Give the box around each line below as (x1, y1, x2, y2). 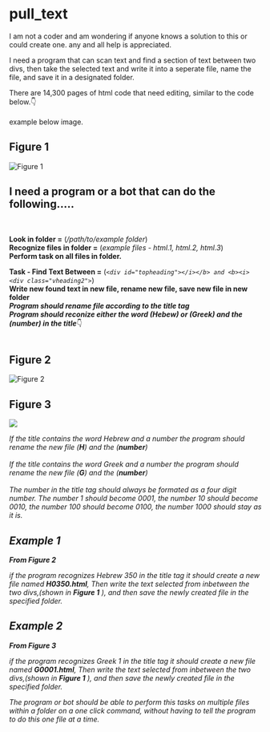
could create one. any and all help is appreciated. (9, 39, 171, 49)
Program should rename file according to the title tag (9, 301, 190, 310)
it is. (9, 511, 23, 520)
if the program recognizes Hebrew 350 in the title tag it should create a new (9, 571, 260, 580)
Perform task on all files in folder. (9, 251, 123, 261)
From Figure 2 (9, 555, 57, 564)
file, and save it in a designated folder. (9, 72, 135, 82)
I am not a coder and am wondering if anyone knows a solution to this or (9, 31, 248, 41)
